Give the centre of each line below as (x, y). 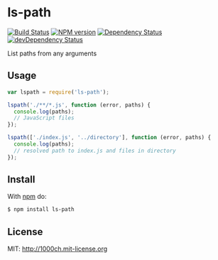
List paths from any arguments (52, 53)
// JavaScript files (44, 118)
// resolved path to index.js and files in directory (95, 151)
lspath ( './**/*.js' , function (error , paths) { (79, 105)
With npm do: (27, 197)
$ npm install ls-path (41, 210)
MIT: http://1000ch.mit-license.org (58, 249)
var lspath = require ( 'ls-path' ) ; (59, 92)
